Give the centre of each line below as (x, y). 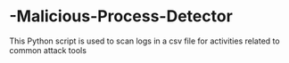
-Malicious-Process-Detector (121, 16)
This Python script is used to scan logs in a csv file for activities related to (144, 41)
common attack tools (48, 50)
